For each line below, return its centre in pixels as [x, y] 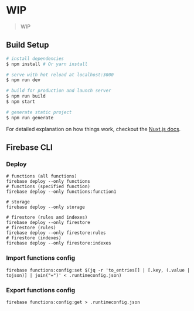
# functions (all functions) [42, 176]
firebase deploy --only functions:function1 [61, 192]
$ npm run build [26, 96]
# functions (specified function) [48, 187]
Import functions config [41, 258]
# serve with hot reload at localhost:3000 [60, 75]
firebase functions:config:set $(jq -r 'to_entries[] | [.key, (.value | [98, 270]
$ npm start [21, 102]
